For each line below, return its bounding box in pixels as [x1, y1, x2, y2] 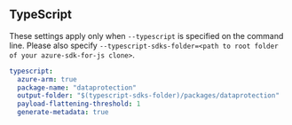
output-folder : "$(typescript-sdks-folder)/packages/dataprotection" [17, 91, 280, 100]
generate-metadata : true [17, 108, 109, 117]
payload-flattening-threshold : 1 [17, 99, 141, 109]
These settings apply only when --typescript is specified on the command [9, 30, 284, 41]
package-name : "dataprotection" [17, 83, 138, 92]
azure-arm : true [17, 74, 77, 83]
